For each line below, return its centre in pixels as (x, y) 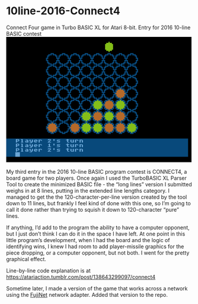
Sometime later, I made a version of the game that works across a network (97, 288)
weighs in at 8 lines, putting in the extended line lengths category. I (88, 190)
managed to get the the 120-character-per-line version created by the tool (97, 197)
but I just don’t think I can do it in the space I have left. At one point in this (96, 234)
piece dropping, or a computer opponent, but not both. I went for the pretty (98, 253)
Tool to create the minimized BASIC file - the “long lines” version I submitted (99, 184)
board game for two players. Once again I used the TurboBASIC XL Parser (96, 178)
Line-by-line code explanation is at (48, 270)
